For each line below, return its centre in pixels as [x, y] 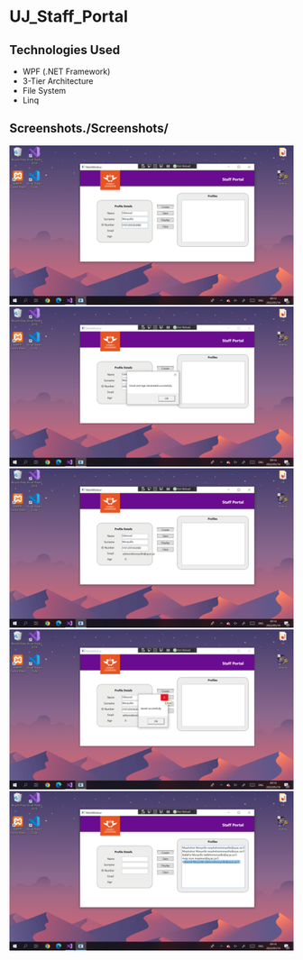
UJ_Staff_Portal [69, 17]
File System [44, 91]
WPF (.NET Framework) [66, 71]
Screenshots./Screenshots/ [89, 128]
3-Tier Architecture [58, 81]
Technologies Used [64, 50]
